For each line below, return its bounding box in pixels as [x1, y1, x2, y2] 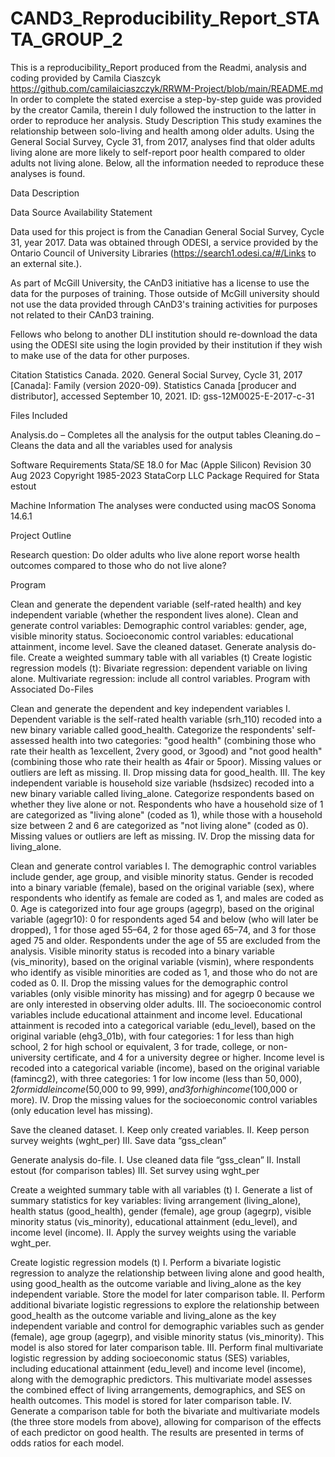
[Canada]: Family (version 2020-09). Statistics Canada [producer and [10, 379, 297, 391]
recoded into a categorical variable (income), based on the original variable [10, 1062, 320, 1074]
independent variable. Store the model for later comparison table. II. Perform [10, 1288, 325, 1300]
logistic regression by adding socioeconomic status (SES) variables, [10, 1352, 290, 1364]
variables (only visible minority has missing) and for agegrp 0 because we [10, 987, 315, 999]
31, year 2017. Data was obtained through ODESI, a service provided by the [10, 236, 319, 248]
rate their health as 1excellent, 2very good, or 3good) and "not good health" [10, 745, 323, 757]
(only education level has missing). [10, 1104, 154, 1116]
